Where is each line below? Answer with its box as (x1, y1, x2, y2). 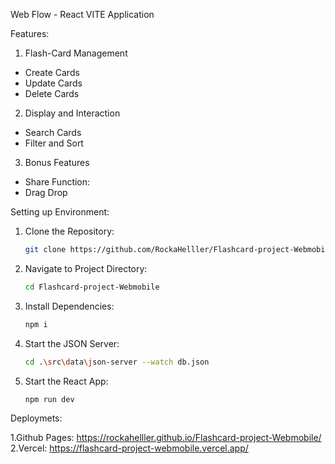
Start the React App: (24, 375, 109, 387)
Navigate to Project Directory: (24, 262, 148, 274)
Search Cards (24, 127, 82, 138)
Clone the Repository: (24, 225, 115, 237)
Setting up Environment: (10, 206, 110, 218)
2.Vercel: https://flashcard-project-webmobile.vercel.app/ (10, 442, 249, 454)
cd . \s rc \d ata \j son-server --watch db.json (24, 357, 210, 367)
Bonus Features (24, 157, 90, 168)
